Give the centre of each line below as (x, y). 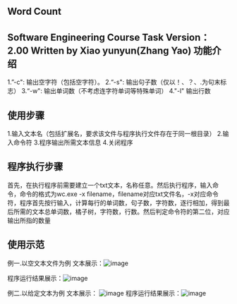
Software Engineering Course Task (86, 37)
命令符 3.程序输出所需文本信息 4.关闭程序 (73, 142)
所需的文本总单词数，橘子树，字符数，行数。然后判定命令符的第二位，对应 (121, 212)
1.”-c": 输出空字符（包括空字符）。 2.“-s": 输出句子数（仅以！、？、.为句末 (114, 82)
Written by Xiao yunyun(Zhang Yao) (111, 50)
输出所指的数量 (29, 220)
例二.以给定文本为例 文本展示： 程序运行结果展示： (95, 293)
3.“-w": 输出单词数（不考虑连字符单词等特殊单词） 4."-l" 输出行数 (116, 91)
